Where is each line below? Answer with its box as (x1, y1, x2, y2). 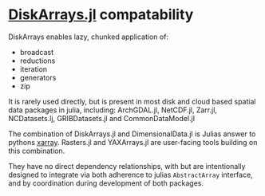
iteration (19, 64, 48, 73)
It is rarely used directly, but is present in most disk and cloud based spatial (8, 96, 256, 106)
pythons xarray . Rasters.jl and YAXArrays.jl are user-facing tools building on (8, 137, 258, 147)
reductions (19, 56, 56, 65)
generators (19, 73, 57, 82)
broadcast (19, 47, 54, 57)
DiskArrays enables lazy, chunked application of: (8, 32, 169, 41)
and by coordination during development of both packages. (8, 178, 204, 188)
